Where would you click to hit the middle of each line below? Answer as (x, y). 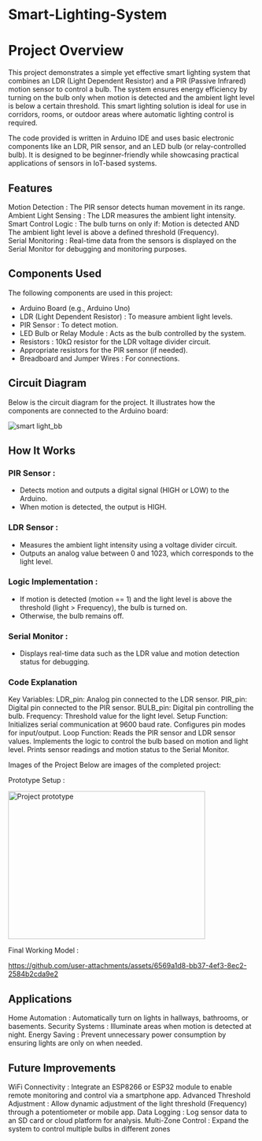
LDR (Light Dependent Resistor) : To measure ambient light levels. (126, 316)
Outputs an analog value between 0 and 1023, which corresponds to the (137, 553)
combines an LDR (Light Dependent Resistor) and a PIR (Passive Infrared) (127, 81)
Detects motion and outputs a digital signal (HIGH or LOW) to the (124, 490)
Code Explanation (43, 683)
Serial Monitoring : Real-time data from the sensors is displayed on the (122, 240)
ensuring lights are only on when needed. (76, 1043)
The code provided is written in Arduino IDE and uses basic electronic (121, 138)
